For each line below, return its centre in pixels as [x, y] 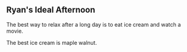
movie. [15, 31]
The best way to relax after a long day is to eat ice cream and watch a [94, 24]
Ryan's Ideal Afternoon [51, 10]
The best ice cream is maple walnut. [52, 42]
